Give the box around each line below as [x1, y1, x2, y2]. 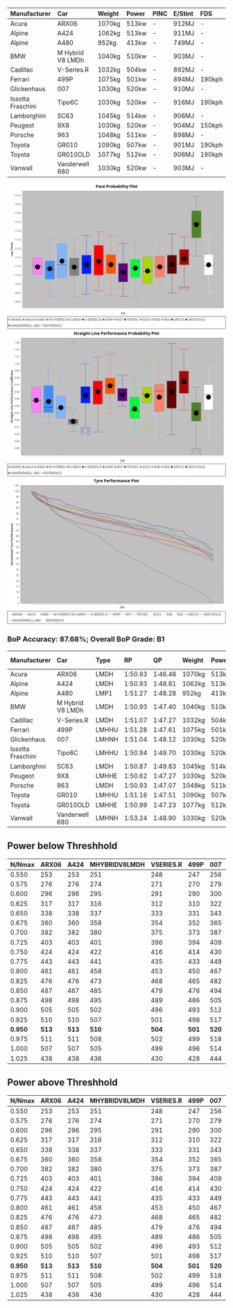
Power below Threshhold [7, 840, 118, 852]
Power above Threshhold [7, 1076, 118, 1088]
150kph [200, 121, 223, 129]
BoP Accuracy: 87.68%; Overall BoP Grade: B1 [7, 635, 165, 644]
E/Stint [173, 9, 194, 17]
